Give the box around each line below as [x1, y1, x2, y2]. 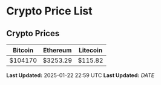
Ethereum [43, 46, 72, 54]
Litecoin [78, 46, 103, 54]
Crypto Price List [6, 4, 93, 18]
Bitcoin [13, 46, 34, 54]
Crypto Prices [6, 28, 60, 39]
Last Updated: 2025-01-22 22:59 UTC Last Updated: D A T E [6, 72, 155, 79]
